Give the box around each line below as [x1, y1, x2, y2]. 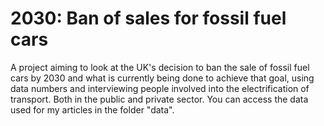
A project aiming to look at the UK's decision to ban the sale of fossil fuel [10, 61, 310, 73]
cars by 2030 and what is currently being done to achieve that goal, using [10, 72, 315, 84]
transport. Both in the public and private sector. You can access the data [10, 93, 309, 105]
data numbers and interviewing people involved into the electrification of [10, 82, 310, 94]
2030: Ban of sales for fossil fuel [10, 7, 287, 30]
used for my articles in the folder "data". [10, 103, 175, 116]
